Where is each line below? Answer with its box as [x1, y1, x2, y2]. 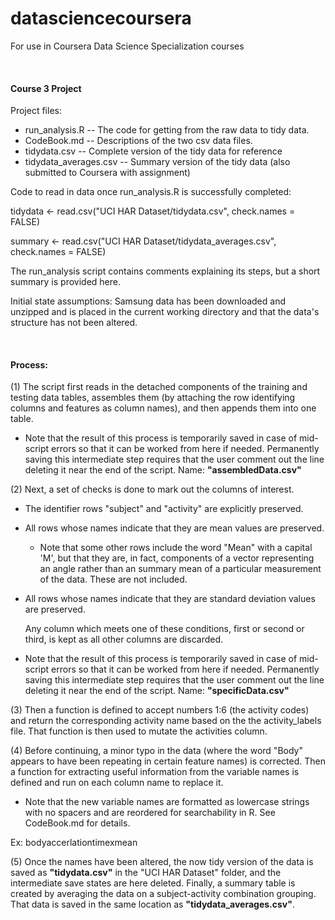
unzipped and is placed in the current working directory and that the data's [10, 306, 320, 318]
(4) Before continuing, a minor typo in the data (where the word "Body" [10, 745, 303, 757]
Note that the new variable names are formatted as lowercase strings [24, 796, 310, 808]
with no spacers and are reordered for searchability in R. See [24, 807, 276, 819]
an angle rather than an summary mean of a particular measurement [39, 563, 322, 575]
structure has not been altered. [10, 317, 138, 329]
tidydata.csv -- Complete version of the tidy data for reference [24, 145, 283, 157]
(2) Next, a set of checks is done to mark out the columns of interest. [10, 483, 295, 496]
